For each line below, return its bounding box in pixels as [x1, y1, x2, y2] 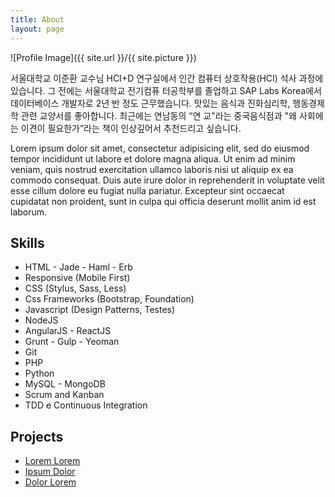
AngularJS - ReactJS [24, 325, 112, 337]
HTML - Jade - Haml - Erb [24, 261, 133, 273]
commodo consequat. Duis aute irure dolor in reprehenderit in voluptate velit [10, 174, 325, 186]
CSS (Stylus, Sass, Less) [24, 282, 127, 295]
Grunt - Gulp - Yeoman [24, 336, 120, 348]
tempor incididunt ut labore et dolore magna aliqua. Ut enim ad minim [10, 152, 296, 165]
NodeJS [24, 314, 59, 326]
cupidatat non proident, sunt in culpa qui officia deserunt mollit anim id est [10, 195, 317, 207]
